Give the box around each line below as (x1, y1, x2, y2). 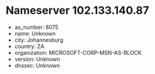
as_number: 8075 (14, 23, 59, 31)
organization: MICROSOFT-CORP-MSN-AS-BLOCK (14, 49, 142, 56)
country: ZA (14, 43, 45, 50)
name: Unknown (14, 29, 56, 37)
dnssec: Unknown (14, 61, 60, 69)
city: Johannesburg (14, 36, 63, 43)
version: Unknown (14, 55, 60, 63)
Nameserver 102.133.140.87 (5, 4, 150, 17)
